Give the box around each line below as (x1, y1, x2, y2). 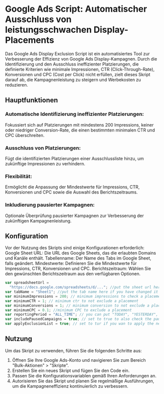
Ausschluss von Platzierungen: (5, 144, 81, 151)
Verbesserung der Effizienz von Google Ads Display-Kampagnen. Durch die (5, 56, 157, 62)
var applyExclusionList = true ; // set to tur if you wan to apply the (5, 321, 154, 326)
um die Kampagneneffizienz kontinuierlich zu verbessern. (12, 383, 128, 389)
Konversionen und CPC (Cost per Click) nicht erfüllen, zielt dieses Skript (5, 71, 150, 77)
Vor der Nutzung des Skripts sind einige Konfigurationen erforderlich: (5, 245, 145, 251)
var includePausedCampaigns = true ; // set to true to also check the (5, 317, 152, 322)
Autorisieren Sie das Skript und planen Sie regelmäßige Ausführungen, (12, 378, 155, 384)
